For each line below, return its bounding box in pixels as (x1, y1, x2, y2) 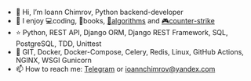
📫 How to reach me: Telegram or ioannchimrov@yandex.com (15, 65, 216, 73)
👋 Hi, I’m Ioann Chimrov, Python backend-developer (15, 8, 184, 16)
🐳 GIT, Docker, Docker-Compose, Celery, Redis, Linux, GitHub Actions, (15, 48, 245, 56)
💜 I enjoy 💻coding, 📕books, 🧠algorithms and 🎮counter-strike (15, 16, 216, 25)
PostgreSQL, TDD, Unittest (15, 39, 102, 48)
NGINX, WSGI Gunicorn (15, 55, 93, 65)
